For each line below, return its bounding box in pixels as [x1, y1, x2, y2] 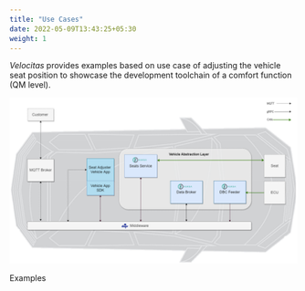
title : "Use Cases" [9, 15, 84, 24]
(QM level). [9, 79, 51, 90]
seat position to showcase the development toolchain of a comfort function [9, 69, 292, 81]
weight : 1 [9, 34, 47, 43]
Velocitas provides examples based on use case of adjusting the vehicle [9, 60, 281, 71]
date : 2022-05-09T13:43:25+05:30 [9, 24, 137, 34]
